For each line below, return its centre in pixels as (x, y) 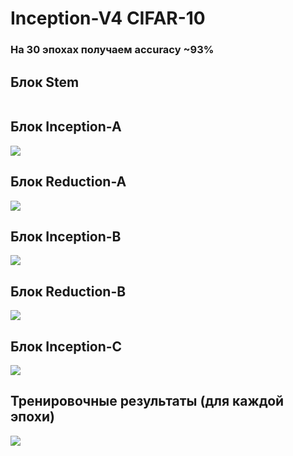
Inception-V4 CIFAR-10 (108, 18)
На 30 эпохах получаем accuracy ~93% (112, 50)
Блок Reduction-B (68, 291)
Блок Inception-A (66, 127)
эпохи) (32, 417)
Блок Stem (45, 82)
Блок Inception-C (66, 346)
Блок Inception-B (66, 236)
